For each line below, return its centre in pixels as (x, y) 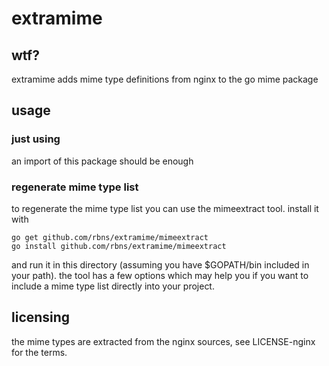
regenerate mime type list (75, 187)
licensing (41, 317)
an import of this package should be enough (102, 161)
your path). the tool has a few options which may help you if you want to (160, 275)
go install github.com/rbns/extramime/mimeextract (119, 246)
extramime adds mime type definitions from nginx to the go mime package (165, 79)
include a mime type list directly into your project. (113, 286)
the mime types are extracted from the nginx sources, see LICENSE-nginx (163, 341)
